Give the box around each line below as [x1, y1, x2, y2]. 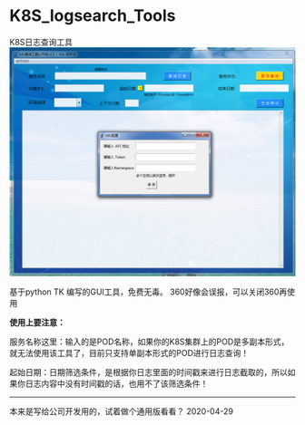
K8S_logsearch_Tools [9, 5, 176, 26]
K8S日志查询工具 [9, 36, 74, 47]
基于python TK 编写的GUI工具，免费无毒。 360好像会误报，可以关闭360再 [9, 286, 288, 297]
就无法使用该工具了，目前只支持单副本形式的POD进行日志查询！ [9, 347, 250, 358]
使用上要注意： [9, 316, 65, 327]
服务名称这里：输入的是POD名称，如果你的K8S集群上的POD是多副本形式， [9, 336, 290, 347]
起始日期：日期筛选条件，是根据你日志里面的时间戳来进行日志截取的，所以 [9, 366, 288, 377]
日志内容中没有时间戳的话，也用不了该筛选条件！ [25, 378, 209, 389]
